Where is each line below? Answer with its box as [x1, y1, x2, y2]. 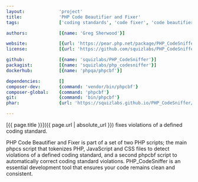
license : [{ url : [6, 46, 75, 52]
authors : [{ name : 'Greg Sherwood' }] [6, 30, 126, 36]
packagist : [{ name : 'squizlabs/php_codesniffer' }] [6, 62, 157, 68]
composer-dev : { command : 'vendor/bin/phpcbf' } [6, 83, 138, 90]
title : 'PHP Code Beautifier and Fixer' [6, 14, 141, 20]
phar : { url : [6, 100, 72, 106]
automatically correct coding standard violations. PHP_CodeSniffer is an [6, 158, 181, 164]
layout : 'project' [6, 8, 83, 15]
